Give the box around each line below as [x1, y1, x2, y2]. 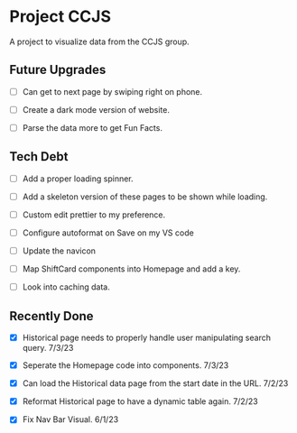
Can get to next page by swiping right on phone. [22, 86, 203, 97]
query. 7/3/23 [22, 343, 74, 354]
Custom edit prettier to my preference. [22, 209, 166, 220]
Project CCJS [9, 6, 111, 27]
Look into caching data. [22, 281, 110, 292]
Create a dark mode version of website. [22, 104, 170, 115]
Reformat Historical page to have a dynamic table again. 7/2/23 [22, 396, 259, 407]
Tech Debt [9, 149, 69, 164]
